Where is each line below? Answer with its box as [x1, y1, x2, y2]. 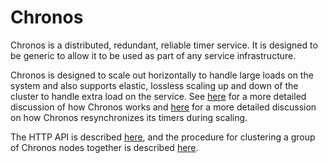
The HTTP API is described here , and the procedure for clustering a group [10, 131, 316, 143]
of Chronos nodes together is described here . [10, 141, 199, 153]
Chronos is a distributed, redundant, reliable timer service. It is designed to [10, 39, 318, 51]
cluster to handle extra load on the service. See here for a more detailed [10, 90, 307, 102]
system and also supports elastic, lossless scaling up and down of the [10, 79, 299, 91]
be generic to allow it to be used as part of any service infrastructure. [10, 49, 297, 61]
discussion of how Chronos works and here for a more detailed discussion [10, 101, 317, 113]
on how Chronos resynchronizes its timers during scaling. [10, 111, 248, 123]
